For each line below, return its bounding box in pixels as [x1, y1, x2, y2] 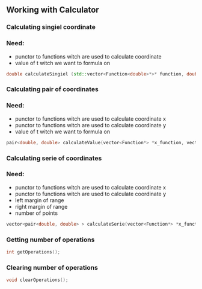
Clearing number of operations [6, 263, 98, 272]
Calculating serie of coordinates [6, 154, 102, 162]
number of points [14, 209, 58, 217]
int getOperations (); [6, 249, 61, 255]
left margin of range [14, 196, 64, 204]
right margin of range [14, 203, 68, 210]
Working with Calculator [6, 5, 99, 15]
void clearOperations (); [6, 277, 69, 283]
